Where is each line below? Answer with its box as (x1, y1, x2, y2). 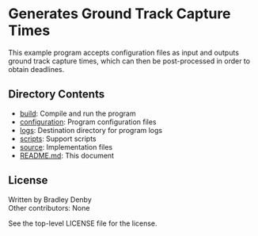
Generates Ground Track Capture (8, 5, 231, 23)
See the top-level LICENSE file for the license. (8, 219, 157, 228)
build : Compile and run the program (19, 108, 136, 118)
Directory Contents (8, 88, 105, 101)
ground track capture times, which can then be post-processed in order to (8, 56, 251, 66)
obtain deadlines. (8, 64, 65, 74)
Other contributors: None (8, 203, 90, 212)
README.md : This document (19, 150, 115, 160)
